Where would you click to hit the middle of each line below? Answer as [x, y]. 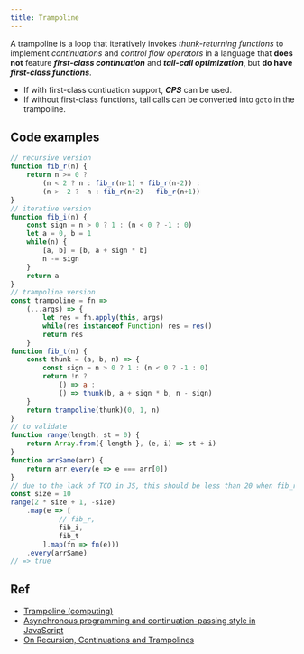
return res [63, 334]
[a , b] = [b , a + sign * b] [95, 251]
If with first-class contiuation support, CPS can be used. [128, 89]
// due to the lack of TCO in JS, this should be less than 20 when [142, 486]
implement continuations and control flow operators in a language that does [152, 53]
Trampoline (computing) [68, 612]
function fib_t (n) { [49, 351]
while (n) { [47, 242]
